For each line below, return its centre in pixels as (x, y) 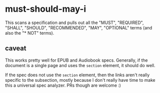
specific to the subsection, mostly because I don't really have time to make (80, 80)
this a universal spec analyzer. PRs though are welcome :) (63, 85)
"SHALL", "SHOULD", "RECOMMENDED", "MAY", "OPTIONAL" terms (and (79, 27)
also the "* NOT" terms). (30, 33)
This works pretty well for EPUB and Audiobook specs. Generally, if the (76, 60)
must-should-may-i (46, 9)
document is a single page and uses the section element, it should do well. (80, 65)
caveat (16, 48)
